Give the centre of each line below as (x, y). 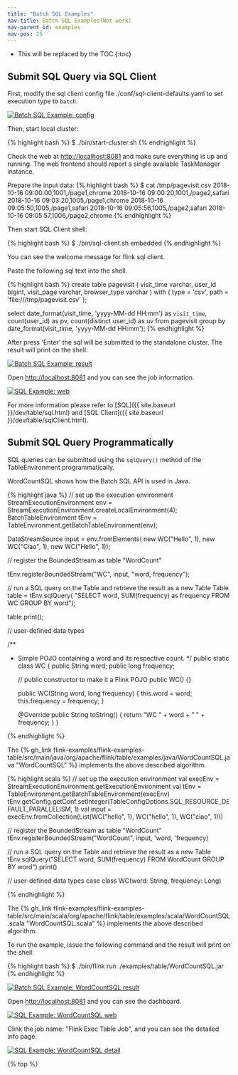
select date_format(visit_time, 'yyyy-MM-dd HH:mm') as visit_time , (107, 313)
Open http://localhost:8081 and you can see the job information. (101, 377)
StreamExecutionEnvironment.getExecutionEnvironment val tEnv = (104, 786)
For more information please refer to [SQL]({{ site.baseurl (91, 405)
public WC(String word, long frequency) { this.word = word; (105, 693)
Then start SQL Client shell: (47, 229)
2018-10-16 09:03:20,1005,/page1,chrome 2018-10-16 (85, 201)
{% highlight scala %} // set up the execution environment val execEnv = (113, 778)
